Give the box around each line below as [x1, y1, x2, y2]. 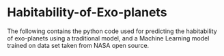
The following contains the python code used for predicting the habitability [7, 27, 217, 35]
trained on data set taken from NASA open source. [7, 41, 150, 49]
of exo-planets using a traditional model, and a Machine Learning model [7, 34, 210, 42]
